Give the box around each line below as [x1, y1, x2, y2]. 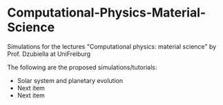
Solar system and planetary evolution [17, 76, 123, 84]
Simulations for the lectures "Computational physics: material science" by [7, 42, 217, 50]
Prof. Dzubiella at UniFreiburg [7, 50, 91, 58]
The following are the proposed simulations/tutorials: [7, 63, 157, 71]
